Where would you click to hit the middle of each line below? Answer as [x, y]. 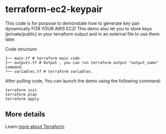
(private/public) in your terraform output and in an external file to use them [82, 34]
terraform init [21, 90]
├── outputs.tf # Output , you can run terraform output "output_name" [82, 62]
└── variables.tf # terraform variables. [49, 72]
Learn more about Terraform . [35, 126]
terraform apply [22, 99]
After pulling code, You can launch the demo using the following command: [83, 81]
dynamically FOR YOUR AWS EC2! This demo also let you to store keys [78, 28]
